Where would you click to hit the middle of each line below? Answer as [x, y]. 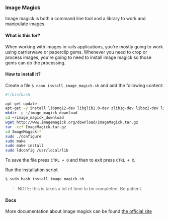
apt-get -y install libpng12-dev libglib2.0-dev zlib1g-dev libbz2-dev [82, 108]
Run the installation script [31, 170]
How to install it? [23, 74]
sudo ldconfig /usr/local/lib [37, 151]
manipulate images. [26, 24]
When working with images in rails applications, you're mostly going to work [84, 46]
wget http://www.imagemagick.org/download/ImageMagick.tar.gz [72, 122]
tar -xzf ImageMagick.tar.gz [36, 127]
